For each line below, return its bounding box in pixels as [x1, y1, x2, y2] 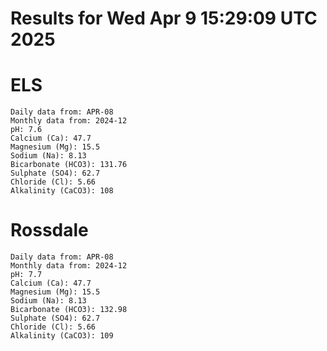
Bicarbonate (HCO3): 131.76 [10, 160, 128, 170]
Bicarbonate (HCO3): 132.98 [10, 305, 128, 315]
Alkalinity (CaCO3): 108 [10, 186, 114, 196]
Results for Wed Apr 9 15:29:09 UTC [10, 7, 318, 30]
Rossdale [10, 219, 89, 242]
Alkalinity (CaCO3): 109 [10, 331, 114, 341]
